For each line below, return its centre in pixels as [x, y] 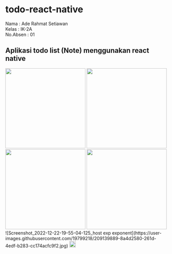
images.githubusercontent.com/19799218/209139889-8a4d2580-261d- [81, 238]
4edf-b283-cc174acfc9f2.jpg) [37, 246]
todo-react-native [44, 9]
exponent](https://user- [137, 233]
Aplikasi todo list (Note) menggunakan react [77, 50]
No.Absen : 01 [20, 34]
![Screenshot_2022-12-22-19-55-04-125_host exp [58, 233]
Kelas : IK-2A [19, 29]
